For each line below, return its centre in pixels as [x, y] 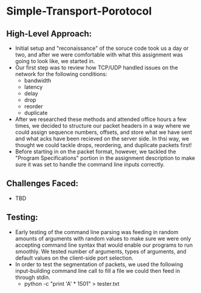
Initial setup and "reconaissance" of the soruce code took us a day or [102, 48]
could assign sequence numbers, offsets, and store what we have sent [104, 132]
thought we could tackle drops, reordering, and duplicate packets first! [104, 145]
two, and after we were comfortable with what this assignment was [99, 55]
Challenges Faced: [43, 184]
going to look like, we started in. [55, 61]
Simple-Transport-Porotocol [79, 11]
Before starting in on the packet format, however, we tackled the [95, 151]
